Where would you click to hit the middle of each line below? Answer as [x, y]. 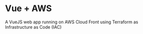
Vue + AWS [28, 8]
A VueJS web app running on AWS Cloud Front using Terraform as [72, 22]
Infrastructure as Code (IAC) [33, 27]
